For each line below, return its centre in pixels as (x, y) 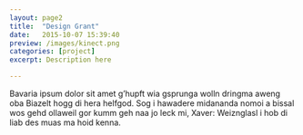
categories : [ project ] (52, 52)
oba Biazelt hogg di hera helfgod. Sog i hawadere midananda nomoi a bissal (152, 103)
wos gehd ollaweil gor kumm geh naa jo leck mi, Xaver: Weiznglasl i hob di (149, 113)
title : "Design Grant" (55, 26)
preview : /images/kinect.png (65, 43)
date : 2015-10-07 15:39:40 (65, 34)
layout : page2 (36, 18)
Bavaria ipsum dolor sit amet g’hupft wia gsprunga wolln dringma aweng (145, 93)
